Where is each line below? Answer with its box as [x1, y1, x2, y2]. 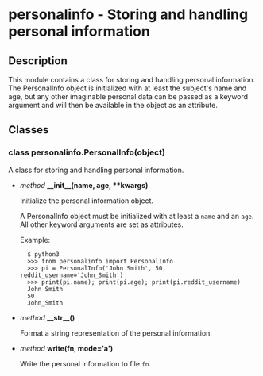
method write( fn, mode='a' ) [19, 343, 114, 353]
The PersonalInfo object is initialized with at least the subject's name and [8, 83, 247, 93]
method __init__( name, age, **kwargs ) [19, 180, 149, 190]
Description [8, 54, 68, 67]
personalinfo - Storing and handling [8, 6, 249, 24]
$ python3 [27, 250, 60, 259]
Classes [8, 123, 49, 136]
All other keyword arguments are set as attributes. [19, 220, 184, 229]
